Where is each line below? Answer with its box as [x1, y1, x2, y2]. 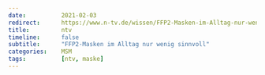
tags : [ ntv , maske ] [8, 55, 104, 63]
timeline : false [8, 33, 80, 41]
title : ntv [8, 26, 73, 34]
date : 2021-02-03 [8, 11, 97, 20]
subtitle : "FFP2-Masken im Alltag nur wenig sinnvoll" [8, 41, 211, 48]
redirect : [8, 19, 41, 27]
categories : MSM [8, 48, 73, 55]
